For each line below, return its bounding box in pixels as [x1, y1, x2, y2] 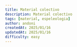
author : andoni [5, 21, 36, 26]
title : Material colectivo [5, 7, 60, 12]
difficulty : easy [5, 35, 40, 40]
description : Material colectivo [5, 12, 73, 17]
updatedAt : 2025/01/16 [5, 30, 51, 35]
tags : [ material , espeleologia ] [5, 16, 70, 21]
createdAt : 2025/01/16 [5, 25, 51, 30]
